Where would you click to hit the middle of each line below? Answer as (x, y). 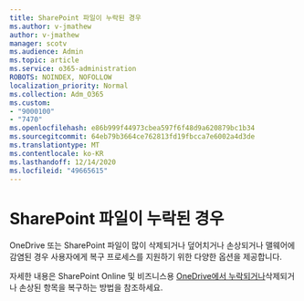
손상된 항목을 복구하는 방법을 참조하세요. (91, 287)
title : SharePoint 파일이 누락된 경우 (75, 18)
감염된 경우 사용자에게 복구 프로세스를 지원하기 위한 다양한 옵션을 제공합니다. (146, 257)
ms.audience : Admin (47, 52)
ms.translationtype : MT (55, 145)
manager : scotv (38, 43)
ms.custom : (30, 103)
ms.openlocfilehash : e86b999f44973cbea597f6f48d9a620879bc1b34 (132, 129)
